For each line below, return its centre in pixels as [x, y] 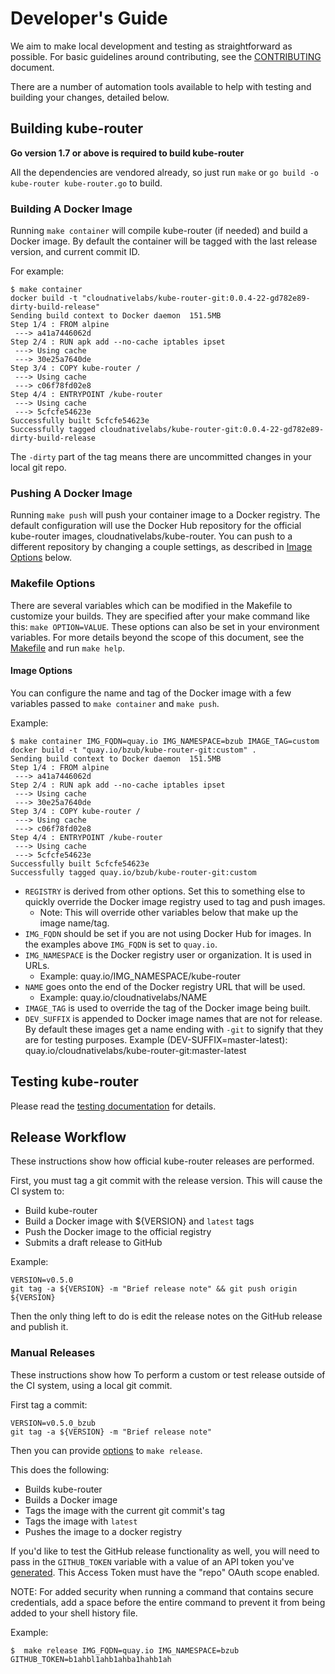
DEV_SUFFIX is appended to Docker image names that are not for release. [173, 1018]
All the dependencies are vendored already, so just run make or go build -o [164, 172]
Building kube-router [76, 128]
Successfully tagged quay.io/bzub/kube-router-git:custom [133, 872]
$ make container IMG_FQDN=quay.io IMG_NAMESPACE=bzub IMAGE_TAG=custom [165, 741]
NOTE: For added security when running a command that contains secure [162, 1591]
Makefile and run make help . [67, 648]
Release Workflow [68, 1137]
